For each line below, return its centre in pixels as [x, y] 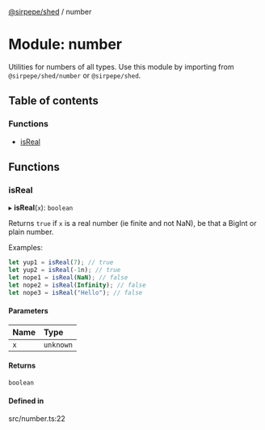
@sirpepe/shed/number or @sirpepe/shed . [75, 75]
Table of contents [53, 101]
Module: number [65, 45]
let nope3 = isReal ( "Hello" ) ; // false [76, 292]
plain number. [31, 232]
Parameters [28, 311]
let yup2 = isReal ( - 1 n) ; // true [65, 270]
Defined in [26, 401]
